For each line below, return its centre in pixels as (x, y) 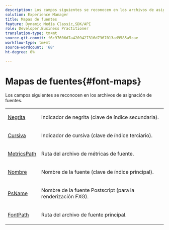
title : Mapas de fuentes (31, 19)
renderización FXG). (65, 197)
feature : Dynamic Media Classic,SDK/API (48, 24)
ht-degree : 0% (20, 52)
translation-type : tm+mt (31, 33)
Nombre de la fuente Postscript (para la (88, 190)
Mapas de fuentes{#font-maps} (73, 81)
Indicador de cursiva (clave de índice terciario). (97, 135)
